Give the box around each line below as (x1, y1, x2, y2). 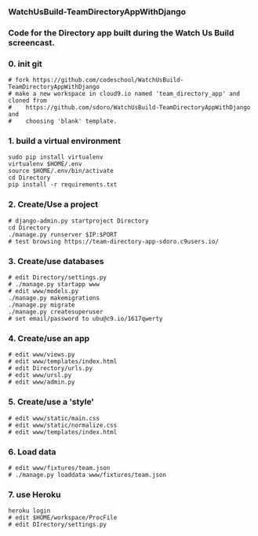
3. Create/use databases (8, 255, 104, 266)
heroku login (8, 507, 51, 515)
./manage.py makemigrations (8, 294, 100, 303)
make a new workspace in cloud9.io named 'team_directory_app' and (15, 90, 241, 98)
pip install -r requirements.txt (8, 181, 118, 189)
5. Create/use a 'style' (8, 396, 94, 407)
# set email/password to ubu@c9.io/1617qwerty (8, 315, 163, 323)
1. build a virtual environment (8, 136, 122, 147)
